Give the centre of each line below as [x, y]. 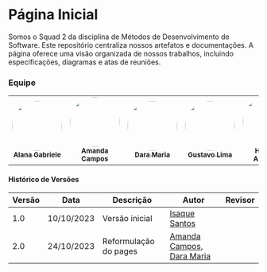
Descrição [132, 200]
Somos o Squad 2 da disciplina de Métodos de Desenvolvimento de [119, 37]
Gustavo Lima [210, 155]
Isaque [182, 214]
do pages [120, 251]
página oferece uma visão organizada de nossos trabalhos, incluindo [121, 53]
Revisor [240, 200]
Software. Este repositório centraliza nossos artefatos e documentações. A [131, 45]
